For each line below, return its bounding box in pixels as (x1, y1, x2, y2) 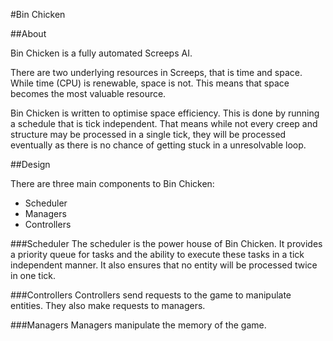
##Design (10, 159, 51, 170)
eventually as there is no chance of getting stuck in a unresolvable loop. (10, 139, 307, 151)
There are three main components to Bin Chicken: (10, 178, 215, 189)
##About (10, 28, 47, 39)
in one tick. (10, 270, 57, 281)
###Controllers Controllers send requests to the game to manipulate (10, 289, 292, 301)
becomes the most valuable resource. (10, 88, 167, 99)
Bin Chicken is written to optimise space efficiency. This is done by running (10, 107, 320, 119)
